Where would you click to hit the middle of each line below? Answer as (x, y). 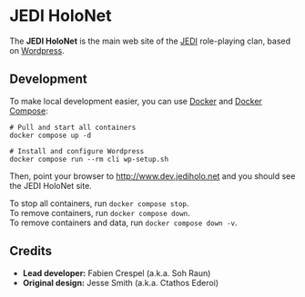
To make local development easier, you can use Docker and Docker (136, 101)
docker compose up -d (51, 135)
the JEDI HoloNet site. (51, 185)
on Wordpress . (37, 50)
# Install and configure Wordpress (77, 151)
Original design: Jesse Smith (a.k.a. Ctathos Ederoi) (121, 282)
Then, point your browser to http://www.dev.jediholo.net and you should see (152, 176)
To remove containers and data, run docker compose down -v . (124, 223)
